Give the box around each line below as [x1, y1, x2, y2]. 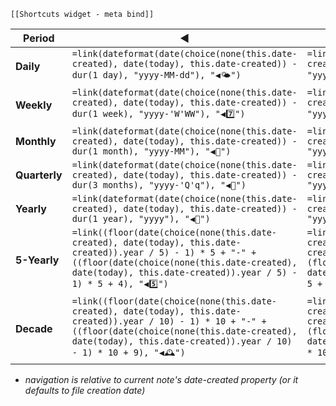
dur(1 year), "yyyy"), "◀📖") [71, 213, 211, 224]
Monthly [15, 135, 57, 148]
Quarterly [15, 168, 63, 182]
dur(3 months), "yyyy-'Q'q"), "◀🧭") [71, 180, 247, 190]
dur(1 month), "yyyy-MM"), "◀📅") [71, 146, 232, 157]
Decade [15, 322, 53, 335]
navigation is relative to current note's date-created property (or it [24, 374, 299, 385]
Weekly [15, 98, 53, 112]
